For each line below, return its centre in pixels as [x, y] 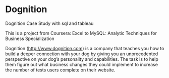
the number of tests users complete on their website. [60, 70]
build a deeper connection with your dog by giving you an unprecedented [82, 54]
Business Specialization [30, 38]
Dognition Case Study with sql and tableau [49, 23]
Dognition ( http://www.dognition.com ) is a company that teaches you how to [85, 48]
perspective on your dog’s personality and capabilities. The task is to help [82, 59]
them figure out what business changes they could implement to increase [81, 64]
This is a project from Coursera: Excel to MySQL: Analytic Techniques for [81, 33]
